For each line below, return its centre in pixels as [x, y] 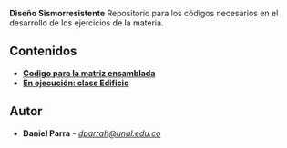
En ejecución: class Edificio [76, 83]
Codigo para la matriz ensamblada [89, 73]
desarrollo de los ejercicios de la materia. [87, 23]
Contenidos [43, 51]
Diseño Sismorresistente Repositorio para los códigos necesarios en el [144, 13]
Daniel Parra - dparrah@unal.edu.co [92, 133]
